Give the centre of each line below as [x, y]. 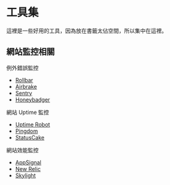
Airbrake [26, 86]
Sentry [24, 93]
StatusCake [30, 137]
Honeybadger [32, 99]
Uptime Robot [32, 124]
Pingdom [27, 131]
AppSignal [28, 162]
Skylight [25, 175]
